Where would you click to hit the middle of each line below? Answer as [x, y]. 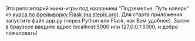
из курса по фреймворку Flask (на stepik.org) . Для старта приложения [94, 14]
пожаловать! [21, 33]
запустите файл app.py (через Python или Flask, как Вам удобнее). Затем [97, 20]
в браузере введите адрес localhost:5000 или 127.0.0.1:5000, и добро [92, 27]
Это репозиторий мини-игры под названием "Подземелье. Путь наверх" [97, 8]
